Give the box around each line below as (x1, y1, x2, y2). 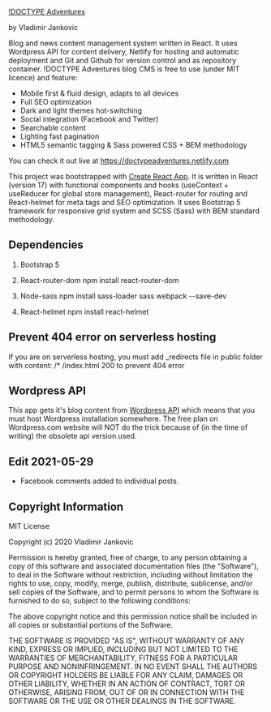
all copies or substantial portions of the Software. (8, 620, 173, 630)
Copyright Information (8, 500, 124, 513)
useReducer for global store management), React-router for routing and (8, 189, 248, 198)
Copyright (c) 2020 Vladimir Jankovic (8, 537, 134, 547)
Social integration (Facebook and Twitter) (19, 114, 159, 124)
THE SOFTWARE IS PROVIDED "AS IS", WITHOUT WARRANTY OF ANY (8, 636, 245, 646)
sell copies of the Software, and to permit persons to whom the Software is (8, 587, 260, 597)
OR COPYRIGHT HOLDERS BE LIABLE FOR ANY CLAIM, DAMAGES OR (8, 671, 243, 680)
